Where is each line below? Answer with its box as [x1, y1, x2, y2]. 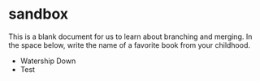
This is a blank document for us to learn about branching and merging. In [8, 32, 253, 41]
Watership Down [19, 56, 76, 66]
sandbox [8, 5, 69, 23]
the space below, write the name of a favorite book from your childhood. [8, 40, 250, 49]
